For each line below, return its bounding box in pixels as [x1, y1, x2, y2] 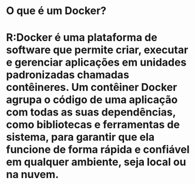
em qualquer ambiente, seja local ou [6, 155, 186, 169]
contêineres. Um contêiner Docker [6, 81, 177, 94]
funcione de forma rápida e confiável [6, 143, 190, 156]
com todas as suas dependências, [6, 105, 176, 119]
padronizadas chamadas [6, 69, 129, 81]
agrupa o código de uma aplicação [6, 93, 178, 107]
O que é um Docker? [6, 4, 107, 18]
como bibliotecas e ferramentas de [6, 118, 180, 131]
